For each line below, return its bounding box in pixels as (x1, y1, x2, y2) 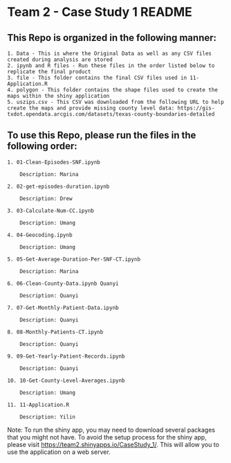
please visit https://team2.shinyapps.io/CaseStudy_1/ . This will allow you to (7, 440, 220, 448)
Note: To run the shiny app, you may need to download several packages (7, 426, 216, 434)
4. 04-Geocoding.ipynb (7, 232, 73, 238)
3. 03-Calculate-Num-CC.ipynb (7, 207, 95, 214)
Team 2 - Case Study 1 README (7, 4, 192, 20)
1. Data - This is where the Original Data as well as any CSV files (7, 50, 212, 57)
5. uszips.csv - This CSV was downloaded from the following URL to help (7, 98, 225, 105)
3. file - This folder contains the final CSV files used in (7, 74, 187, 81)
